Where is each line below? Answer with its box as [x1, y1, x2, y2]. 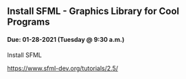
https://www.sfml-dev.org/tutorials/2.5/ [7, 64, 119, 72]
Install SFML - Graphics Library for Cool [7, 5, 180, 17]
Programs [7, 16, 50, 28]
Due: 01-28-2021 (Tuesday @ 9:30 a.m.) [7, 35, 125, 43]
